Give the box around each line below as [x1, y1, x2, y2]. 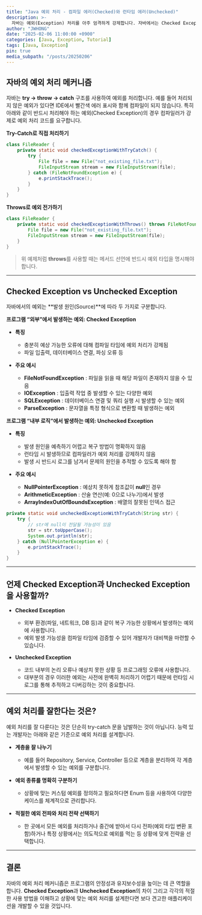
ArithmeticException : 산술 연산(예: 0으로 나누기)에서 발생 [23, 491, 164, 498]
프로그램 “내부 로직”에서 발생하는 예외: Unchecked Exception [6, 417, 154, 425]
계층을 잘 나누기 [14, 744, 52, 751]
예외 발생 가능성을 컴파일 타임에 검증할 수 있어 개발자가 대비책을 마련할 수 [23, 634, 196, 641]
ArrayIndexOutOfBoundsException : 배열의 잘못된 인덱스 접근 [23, 499, 176, 506]
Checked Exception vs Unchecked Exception [6, 286, 178, 297]
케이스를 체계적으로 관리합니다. [23, 796, 97, 804]
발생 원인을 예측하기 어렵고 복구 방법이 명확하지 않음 [23, 443, 146, 450]
